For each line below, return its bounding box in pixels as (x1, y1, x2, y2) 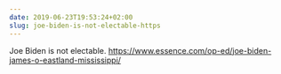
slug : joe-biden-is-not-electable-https (9, 21, 162, 30)
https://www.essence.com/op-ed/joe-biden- (108, 45, 272, 55)
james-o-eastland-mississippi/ (9, 55, 122, 65)
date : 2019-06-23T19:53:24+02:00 (9, 12, 133, 22)
